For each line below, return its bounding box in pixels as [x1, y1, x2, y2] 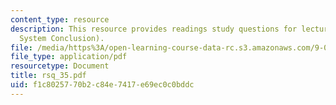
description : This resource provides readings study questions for [10, 24, 298, 34]
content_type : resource [10, 14, 110, 25]
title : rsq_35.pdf [10, 71, 87, 81]
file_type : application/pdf [10, 52, 128, 62]
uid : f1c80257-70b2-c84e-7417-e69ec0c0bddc [10, 80, 195, 90]
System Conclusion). [19, 33, 105, 43]
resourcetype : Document [10, 61, 110, 71]
